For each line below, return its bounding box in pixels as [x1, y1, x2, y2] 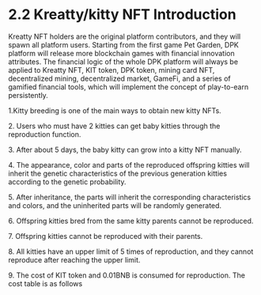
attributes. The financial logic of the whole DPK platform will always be [8, 57, 239, 66]
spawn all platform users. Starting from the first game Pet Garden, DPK [8, 40, 239, 49]
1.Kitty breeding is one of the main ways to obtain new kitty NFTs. [8, 105, 221, 115]
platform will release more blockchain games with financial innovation [8, 48, 235, 58]
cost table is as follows [8, 278, 83, 288]
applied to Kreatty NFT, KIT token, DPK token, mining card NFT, [8, 65, 215, 74]
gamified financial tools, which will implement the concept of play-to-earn [8, 81, 249, 92]
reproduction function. [8, 129, 81, 139]
